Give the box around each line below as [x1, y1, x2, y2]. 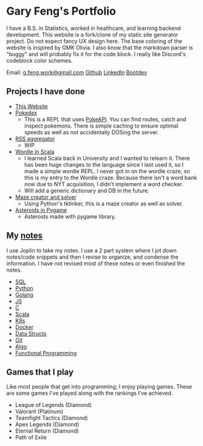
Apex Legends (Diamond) [15, 421, 80, 428]
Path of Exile [15, 434, 47, 441]
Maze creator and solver [15, 193, 77, 201]
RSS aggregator [15, 135, 55, 142]
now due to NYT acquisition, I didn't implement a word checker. [24, 180, 184, 187]
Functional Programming [15, 349, 77, 356]
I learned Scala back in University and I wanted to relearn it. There [24, 154, 190, 162]
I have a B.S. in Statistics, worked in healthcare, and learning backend [6, 24, 181, 32]
